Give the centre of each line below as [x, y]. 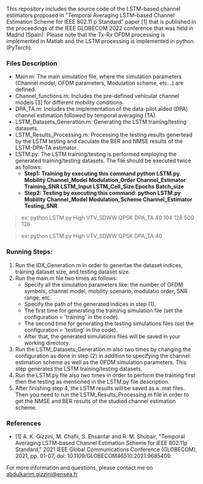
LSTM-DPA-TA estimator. [46, 148]
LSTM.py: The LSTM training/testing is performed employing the [96, 154]
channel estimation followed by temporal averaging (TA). [86, 116]
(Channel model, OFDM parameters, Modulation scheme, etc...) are [99, 83]
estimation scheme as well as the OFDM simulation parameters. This [101, 362]
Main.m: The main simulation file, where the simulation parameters [98, 77]
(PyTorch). [19, 47]
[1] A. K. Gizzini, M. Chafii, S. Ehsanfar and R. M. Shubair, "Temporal [100, 436]
